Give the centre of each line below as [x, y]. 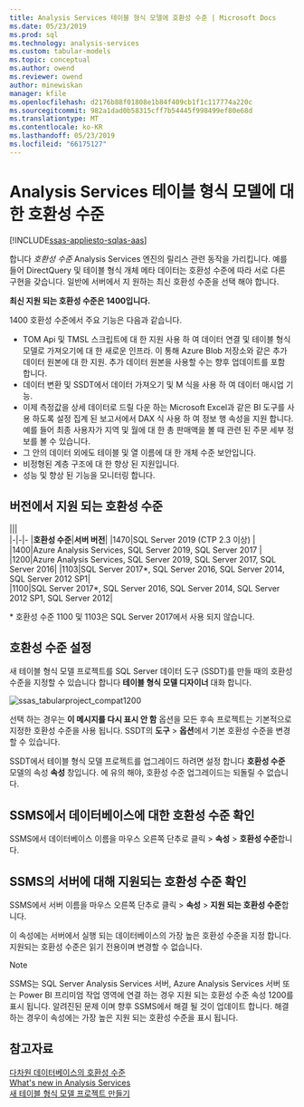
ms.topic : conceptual [50, 60]
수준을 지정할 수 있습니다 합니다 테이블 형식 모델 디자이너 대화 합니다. [130, 683]
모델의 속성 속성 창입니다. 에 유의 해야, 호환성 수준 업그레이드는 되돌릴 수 [137, 773]
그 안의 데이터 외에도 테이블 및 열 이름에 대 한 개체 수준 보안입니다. [139, 452]
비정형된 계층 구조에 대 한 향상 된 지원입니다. [101, 464]
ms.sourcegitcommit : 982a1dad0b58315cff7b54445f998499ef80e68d [131, 111]
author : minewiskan [46, 85]
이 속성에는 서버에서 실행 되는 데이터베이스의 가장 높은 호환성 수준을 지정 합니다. [151, 935]
